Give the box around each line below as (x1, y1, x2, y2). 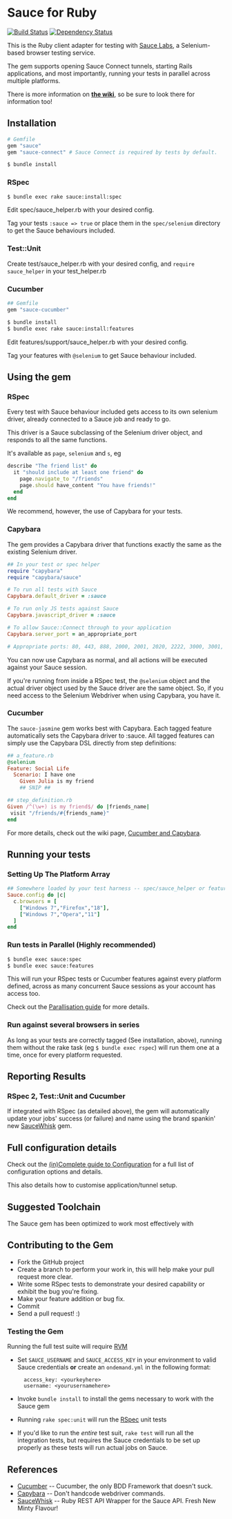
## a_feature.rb (7, 752, 54, 759)
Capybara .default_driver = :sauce (7, 593, 107, 600)
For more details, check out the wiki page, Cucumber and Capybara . (7, 828, 202, 837)
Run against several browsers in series (7, 1020, 140, 1030)
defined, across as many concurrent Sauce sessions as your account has (7, 982, 216, 990)
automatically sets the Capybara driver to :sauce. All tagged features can (7, 731, 215, 740)
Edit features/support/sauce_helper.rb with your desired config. (7, 338, 188, 346)
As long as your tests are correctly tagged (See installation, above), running (7, 1036, 222, 1044)
